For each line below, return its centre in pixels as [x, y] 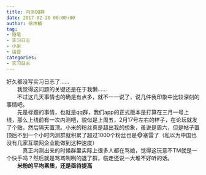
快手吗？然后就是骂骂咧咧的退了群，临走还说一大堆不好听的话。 [92, 158]
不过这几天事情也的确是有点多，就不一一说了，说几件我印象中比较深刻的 [108, 97]
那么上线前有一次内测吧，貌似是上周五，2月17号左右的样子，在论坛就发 [107, 119]
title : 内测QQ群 [26, 12]
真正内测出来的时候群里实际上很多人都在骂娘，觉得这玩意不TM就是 [107, 150]
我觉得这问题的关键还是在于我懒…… [62, 89]
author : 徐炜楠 [24, 23]
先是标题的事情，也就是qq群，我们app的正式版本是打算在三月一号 [100, 112]
